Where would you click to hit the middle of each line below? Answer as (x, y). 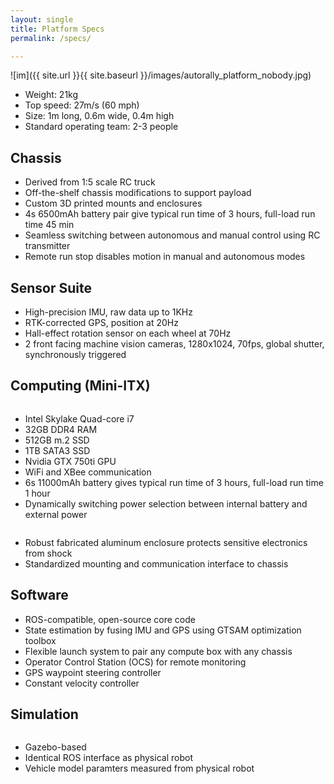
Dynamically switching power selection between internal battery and (166, 503)
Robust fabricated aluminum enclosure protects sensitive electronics (166, 542)
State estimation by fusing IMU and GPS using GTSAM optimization (163, 630)
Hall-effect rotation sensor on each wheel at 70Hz (128, 333)
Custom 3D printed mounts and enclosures (113, 203)
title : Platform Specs (57, 29)
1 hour (37, 493)
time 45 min (49, 225)
